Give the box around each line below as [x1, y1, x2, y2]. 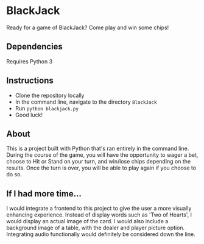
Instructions [6, 76, 54, 86]
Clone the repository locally [15, 91, 85, 99]
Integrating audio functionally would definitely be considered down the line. [6, 231, 196, 238]
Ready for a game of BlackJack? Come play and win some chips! [6, 24, 169, 31]
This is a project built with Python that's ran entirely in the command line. [6, 145, 189, 152]
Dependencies [6, 41, 63, 52]
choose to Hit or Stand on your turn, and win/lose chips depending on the [6, 158, 191, 165]
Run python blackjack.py [15, 104, 79, 112]
